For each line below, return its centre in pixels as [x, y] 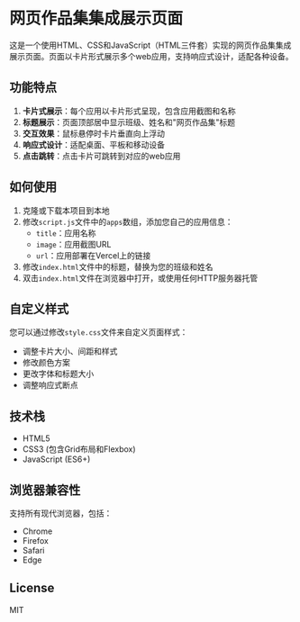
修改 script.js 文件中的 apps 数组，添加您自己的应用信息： [127, 221]
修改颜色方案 [46, 363]
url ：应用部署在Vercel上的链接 [93, 255]
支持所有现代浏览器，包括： [61, 513]
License [32, 588]
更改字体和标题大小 [58, 374]
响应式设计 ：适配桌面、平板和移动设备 [93, 144]
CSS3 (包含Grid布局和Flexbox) [79, 449]
